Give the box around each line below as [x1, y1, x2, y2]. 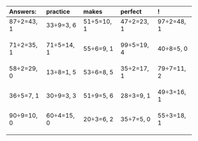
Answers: [9, 8, 37, 15]
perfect [120, 8, 142, 15]
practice [46, 8, 71, 15]
